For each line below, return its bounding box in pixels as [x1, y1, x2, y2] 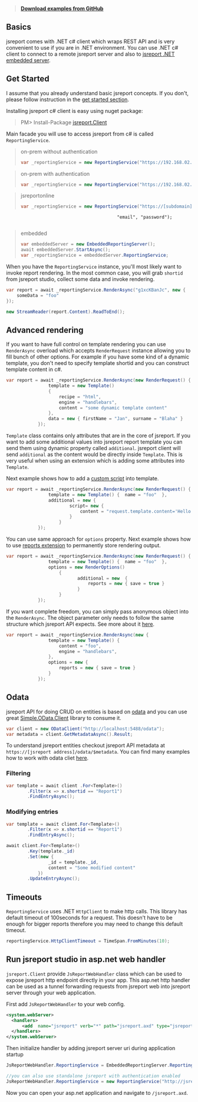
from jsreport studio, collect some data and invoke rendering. [6, 275, 155, 283]
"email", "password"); [117, 214, 173, 221]
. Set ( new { [27, 854, 54, 859]
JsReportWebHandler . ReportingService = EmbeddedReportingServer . [6, 1062, 170, 1068]
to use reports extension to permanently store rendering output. [6, 542, 161, 549]
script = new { [69, 503, 104, 509]
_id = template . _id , [48, 859, 99, 865]
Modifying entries [6, 807, 59, 816]
